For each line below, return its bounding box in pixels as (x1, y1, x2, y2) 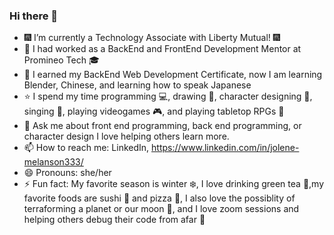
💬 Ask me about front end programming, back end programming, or (23, 120, 302, 132)
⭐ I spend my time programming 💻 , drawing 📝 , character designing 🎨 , (23, 90, 313, 103)
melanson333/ (23, 156, 84, 168)
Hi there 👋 (9, 9, 59, 23)
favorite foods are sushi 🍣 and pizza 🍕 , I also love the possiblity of (23, 192, 296, 204)
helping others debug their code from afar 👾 (23, 214, 206, 226)
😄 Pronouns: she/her (23, 167, 112, 179)
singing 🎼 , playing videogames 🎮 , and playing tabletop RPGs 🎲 (23, 105, 285, 118)
